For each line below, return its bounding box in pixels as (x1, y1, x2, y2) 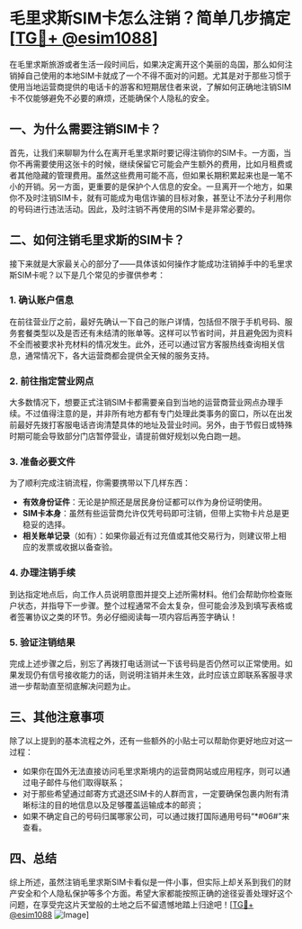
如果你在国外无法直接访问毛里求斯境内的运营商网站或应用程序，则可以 (22, 765, 283, 776)
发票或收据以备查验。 (38, 542, 118, 552)
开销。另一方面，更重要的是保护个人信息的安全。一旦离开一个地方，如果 (24, 181, 293, 192)
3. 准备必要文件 (9, 456, 76, 469)
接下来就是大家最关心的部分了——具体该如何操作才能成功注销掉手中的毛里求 (9, 258, 293, 269)
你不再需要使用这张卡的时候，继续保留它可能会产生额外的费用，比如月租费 (9, 159, 285, 169)
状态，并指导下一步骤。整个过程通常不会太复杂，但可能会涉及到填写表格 (16, 600, 285, 611)
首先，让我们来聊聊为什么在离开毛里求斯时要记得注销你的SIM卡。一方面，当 (9, 147, 292, 158)
